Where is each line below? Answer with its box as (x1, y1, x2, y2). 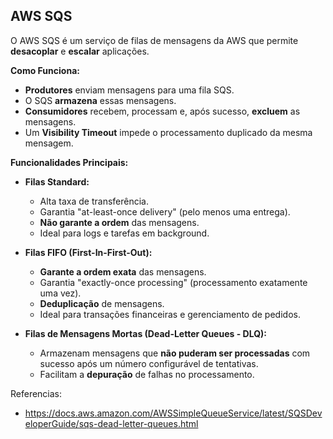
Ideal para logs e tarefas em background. (39, 227, 210, 239)
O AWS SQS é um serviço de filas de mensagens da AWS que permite (10, 34, 299, 46)
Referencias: (10, 387, 63, 399)
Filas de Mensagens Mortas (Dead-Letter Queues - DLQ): (24, 327, 267, 339)
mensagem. (24, 137, 74, 149)
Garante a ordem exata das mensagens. (39, 265, 207, 278)
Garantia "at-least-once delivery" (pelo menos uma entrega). (39, 205, 291, 218)
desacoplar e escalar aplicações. (10, 45, 150, 57)
